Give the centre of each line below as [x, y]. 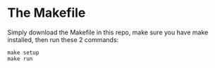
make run [20, 59]
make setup [23, 53]
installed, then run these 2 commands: [63, 39]
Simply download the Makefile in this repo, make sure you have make [108, 32]
